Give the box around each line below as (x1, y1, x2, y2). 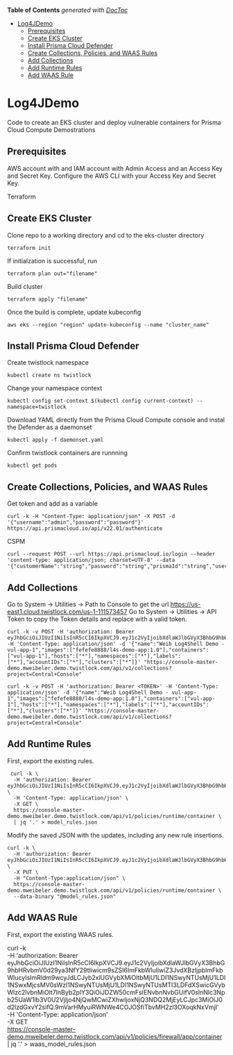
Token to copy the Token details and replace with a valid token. (7, 615, 187, 623)
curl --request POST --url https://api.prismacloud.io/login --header (7, 551, 216, 558)
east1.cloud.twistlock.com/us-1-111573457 (7, 608, 128, 615)
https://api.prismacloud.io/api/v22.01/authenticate (7, 525, 163, 532)
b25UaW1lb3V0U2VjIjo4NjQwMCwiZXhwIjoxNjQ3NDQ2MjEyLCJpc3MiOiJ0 (7, 995, 223, 1004)
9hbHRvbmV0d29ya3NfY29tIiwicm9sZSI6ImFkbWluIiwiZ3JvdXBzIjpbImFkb (7, 965, 223, 974)
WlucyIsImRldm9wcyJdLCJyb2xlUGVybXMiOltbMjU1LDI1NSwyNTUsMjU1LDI (7, 973, 226, 981)
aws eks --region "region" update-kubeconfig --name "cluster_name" (7, 321, 209, 329)
